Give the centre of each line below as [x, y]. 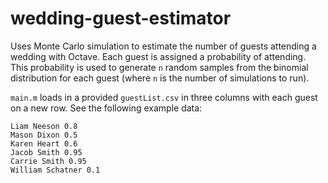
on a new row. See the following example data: [106, 108]
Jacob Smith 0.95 [46, 152]
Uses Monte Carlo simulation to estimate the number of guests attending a [163, 46]
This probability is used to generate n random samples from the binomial [159, 67]
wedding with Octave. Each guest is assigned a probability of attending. [158, 56]
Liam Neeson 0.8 [44, 126]
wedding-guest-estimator [121, 18]
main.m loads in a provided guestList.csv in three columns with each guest [164, 97]
